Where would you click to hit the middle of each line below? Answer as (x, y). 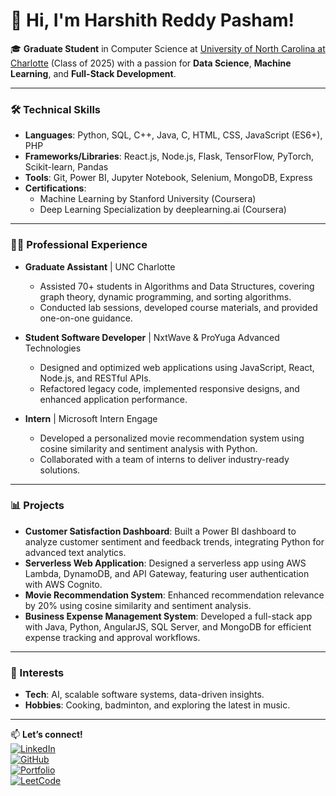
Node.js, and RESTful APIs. (95, 378)
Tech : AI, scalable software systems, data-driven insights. (144, 695)
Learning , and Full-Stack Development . (93, 73)
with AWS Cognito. (63, 584)
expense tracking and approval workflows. (112, 637)
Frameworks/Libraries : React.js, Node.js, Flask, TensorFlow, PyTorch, (169, 156)
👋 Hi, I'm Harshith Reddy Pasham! (152, 20)
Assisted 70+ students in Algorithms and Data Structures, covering (177, 286)
